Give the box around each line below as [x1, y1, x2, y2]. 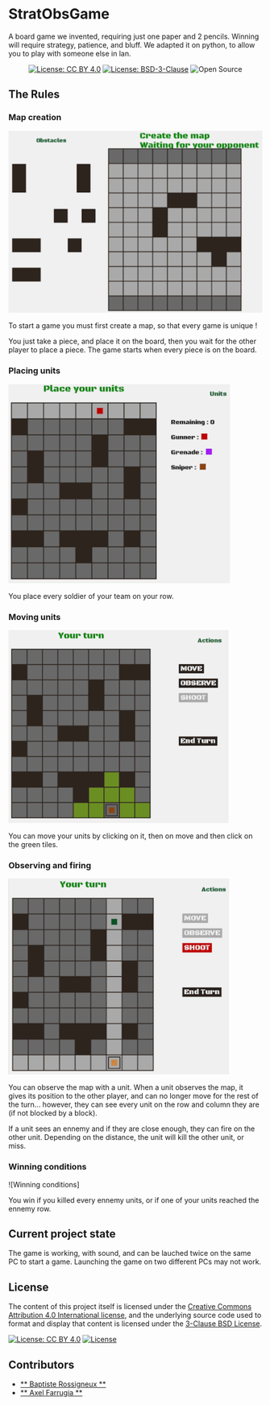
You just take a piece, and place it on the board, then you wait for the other [8, 336, 256, 347]
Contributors [8, 1357, 75, 1371]
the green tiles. [8, 839, 59, 849]
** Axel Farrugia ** [19, 1388, 83, 1398]
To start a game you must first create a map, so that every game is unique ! [8, 321, 258, 330]
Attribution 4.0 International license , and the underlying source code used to [8, 1311, 262, 1320]
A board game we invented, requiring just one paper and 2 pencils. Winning [8, 31, 260, 41]
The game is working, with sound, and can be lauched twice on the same [8, 1249, 251, 1258]
